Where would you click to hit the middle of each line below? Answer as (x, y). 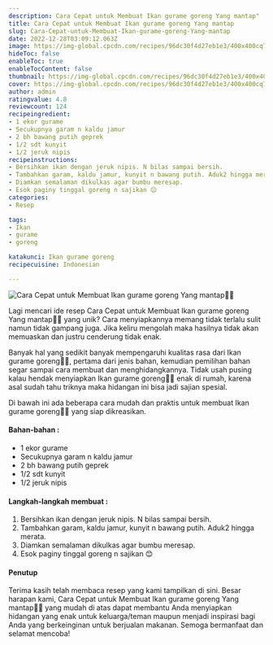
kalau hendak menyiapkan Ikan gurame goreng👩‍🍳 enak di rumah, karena (130, 378)
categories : (28, 197)
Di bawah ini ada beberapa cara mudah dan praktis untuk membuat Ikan (129, 403)
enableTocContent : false (50, 69)
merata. (33, 537)
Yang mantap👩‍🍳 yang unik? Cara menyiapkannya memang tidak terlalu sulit (135, 319)
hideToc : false (34, 54)
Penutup (23, 572)
